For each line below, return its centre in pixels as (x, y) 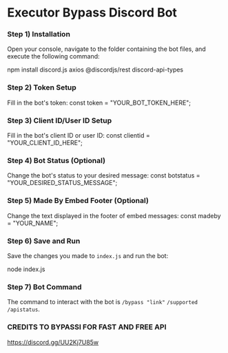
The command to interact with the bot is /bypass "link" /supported (103, 302)
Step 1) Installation (39, 34)
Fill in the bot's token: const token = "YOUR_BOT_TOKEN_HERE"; (99, 103)
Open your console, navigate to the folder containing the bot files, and (107, 49)
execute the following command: (53, 56)
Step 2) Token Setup (42, 87)
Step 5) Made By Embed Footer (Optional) (78, 201)
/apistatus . (23, 309)
